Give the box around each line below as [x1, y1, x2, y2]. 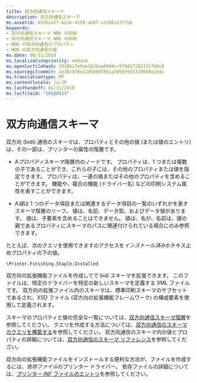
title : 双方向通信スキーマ [6, 8, 65, 15]
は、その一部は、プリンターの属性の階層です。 [6, 145, 119, 153]
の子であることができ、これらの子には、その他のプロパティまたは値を [14, 165, 184, 172]
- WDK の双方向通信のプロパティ [6, 42, 75, 48]
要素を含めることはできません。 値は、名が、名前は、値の [46, 214, 187, 221]
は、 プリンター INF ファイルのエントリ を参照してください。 [6, 370, 151, 377]
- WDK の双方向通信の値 [6, 47, 58, 53]
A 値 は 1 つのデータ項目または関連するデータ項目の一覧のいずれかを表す [14, 200, 189, 207]
